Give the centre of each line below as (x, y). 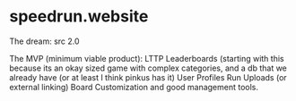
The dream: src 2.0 (44, 41)
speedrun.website (79, 17)
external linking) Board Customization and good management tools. (134, 87)
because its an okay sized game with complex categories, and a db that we (148, 68)
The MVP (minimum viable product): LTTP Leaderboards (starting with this (147, 58)
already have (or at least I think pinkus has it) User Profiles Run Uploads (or (148, 77)
